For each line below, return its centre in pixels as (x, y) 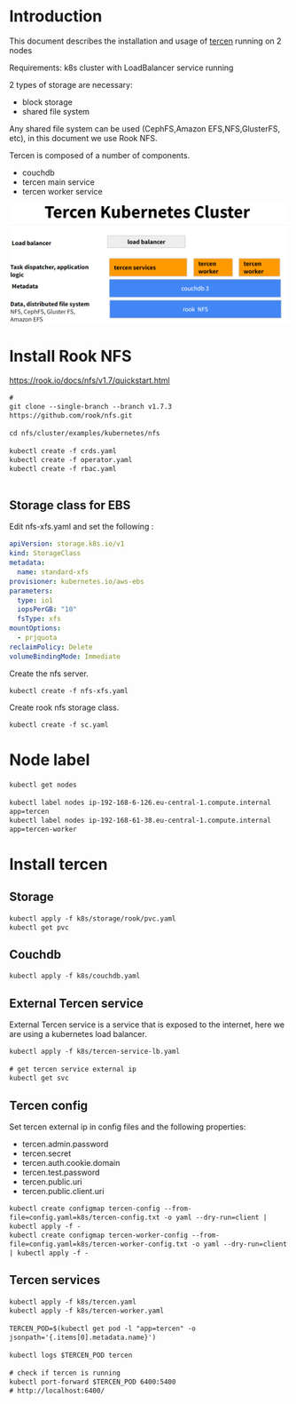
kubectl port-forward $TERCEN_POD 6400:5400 (93, 1382)
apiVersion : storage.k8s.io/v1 (67, 544)
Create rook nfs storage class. (64, 707)
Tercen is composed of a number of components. (100, 155)
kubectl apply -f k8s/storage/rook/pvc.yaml (93, 918)
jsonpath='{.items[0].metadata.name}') (83, 1337)
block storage (47, 102)
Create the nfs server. (49, 674)
